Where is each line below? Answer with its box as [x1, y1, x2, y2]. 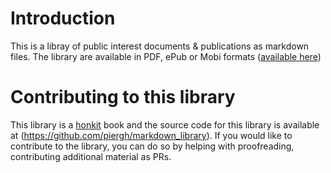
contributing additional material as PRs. [10, 150, 172, 162]
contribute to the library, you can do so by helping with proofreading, [10, 140, 295, 152]
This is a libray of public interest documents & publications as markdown [10, 40, 310, 52]
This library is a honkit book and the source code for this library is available [10, 118, 320, 131]
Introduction [10, 7, 116, 30]
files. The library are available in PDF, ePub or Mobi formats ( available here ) [10, 50, 322, 62]
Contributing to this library [10, 86, 236, 109]
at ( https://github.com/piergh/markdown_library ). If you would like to [10, 129, 293, 141]
